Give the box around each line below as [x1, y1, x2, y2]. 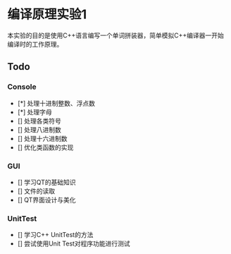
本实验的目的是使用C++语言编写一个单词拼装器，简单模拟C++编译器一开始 [7, 31, 224, 40]
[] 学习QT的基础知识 [17, 178, 76, 186]
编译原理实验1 [7, 6, 87, 23]
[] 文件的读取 [17, 186, 55, 195]
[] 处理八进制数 [17, 125, 61, 134]
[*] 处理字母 [17, 107, 52, 116]
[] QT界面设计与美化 [17, 195, 76, 204]
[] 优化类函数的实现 [17, 143, 74, 152]
